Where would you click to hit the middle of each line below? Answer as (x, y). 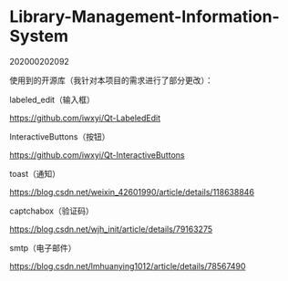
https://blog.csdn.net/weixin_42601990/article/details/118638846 (132, 192)
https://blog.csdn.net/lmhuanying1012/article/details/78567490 (128, 265)
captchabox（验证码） (51, 211)
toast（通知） (35, 173)
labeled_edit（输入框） (52, 99)
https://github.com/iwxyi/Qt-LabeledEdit (85, 118)
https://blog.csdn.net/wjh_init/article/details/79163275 (111, 229)
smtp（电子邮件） (43, 247)
